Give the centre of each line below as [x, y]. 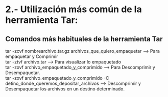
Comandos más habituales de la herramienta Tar [84, 39]
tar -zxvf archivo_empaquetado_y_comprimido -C [57, 78]
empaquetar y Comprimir [32, 56]
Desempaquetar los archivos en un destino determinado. [65, 89]
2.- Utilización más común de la [74, 9]
